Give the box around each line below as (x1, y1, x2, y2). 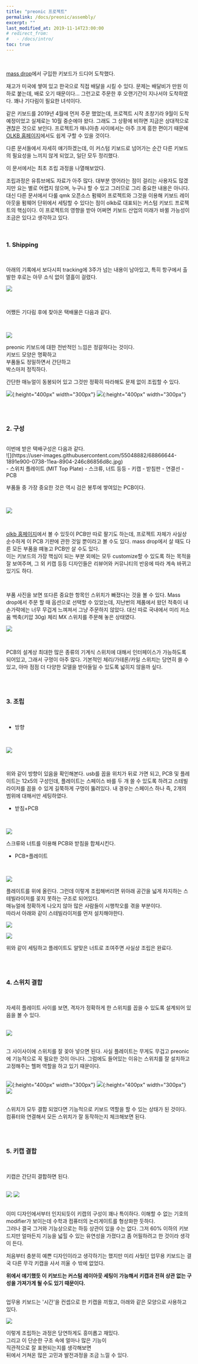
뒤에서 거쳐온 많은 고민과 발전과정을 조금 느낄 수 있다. (6, 1352, 128, 1359)
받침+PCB (14, 805, 39, 812)
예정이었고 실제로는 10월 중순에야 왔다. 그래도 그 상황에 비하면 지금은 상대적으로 (6, 117, 189, 124)
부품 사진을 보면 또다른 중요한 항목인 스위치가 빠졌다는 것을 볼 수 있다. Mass (6, 591, 181, 598)
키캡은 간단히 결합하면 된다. (6, 1173, 70, 1180)
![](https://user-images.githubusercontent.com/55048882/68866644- (6, 452, 177, 459)
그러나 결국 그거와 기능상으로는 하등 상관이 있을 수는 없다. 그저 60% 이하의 (6, 1225, 178, 1232)
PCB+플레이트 (14, 852, 48, 860)
